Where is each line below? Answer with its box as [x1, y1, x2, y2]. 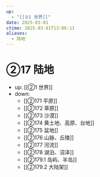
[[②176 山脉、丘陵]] [23, 133, 74, 141]
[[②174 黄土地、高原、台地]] [23, 119, 95, 126]
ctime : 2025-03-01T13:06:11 [6, 25, 75, 31]
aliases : [6, 31, 28, 36]
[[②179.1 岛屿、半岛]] [23, 156, 77, 163]
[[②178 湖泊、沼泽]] [23, 148, 74, 156]
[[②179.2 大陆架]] [23, 163, 68, 171]
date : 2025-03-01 [6, 19, 49, 25]
